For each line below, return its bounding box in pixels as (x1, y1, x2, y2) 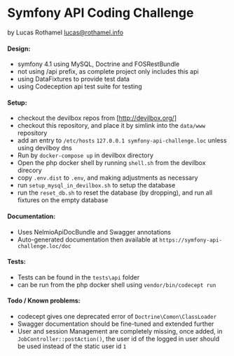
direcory (17, 166, 42, 175)
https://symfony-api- (159, 237, 223, 244)
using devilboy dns (17, 144, 72, 152)
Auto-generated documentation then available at (17, 235, 158, 244)
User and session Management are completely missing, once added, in (17, 327, 223, 335)
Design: (7, 44, 31, 53)
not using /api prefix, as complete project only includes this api (17, 67, 199, 76)
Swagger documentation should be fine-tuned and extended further (17, 319, 214, 328)
